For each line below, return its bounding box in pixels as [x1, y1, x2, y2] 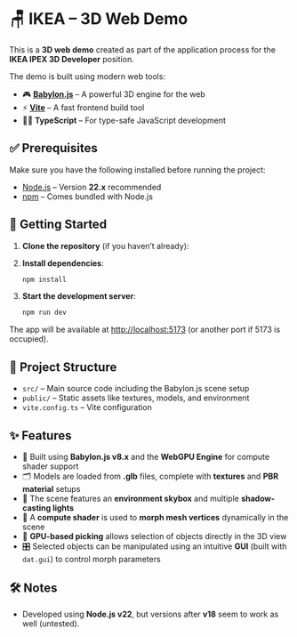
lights [52, 502, 74, 513]
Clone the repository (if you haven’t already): [21, 240, 189, 251]
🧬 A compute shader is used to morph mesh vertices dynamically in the [21, 512, 289, 522]
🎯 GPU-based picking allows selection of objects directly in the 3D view [21, 530, 287, 541]
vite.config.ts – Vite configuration [21, 402, 153, 413]
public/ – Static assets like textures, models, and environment [21, 392, 250, 403]
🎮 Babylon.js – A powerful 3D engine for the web [21, 88, 206, 100]
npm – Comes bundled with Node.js [21, 190, 154, 202]
